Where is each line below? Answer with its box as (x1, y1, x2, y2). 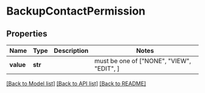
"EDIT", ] (94, 64, 120, 72)
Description (54, 47, 88, 55)
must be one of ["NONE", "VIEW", (94, 57, 191, 65)
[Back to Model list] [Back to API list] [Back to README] (6, 80, 146, 87)
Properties (6, 29, 48, 39)
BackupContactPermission (6, 4, 146, 18)
